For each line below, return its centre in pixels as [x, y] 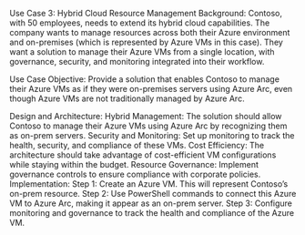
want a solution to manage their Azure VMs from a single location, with [142, 52]
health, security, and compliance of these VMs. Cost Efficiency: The [137, 145]
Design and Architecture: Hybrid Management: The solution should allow [146, 116]
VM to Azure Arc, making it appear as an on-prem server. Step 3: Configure [151, 203]
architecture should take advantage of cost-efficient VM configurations [143, 155]
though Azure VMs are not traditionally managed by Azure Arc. [127, 98]
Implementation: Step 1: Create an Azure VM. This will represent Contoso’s [149, 184]
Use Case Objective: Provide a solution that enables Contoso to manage [145, 79]
